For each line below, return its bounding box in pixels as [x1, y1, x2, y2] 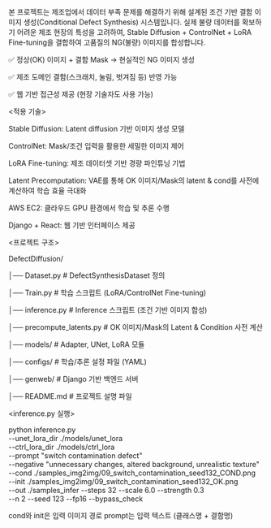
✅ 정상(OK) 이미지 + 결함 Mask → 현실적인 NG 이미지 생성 [8, 55, 195, 64]
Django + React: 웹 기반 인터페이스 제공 [8, 220, 135, 230]
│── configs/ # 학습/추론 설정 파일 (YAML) [8, 357, 148, 366]
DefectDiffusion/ [8, 254, 63, 263]
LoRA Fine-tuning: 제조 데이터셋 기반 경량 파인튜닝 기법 [8, 158, 186, 168]
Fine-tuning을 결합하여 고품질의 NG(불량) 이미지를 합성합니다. [8, 37, 206, 47]
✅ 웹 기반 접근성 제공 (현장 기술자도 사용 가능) [8, 89, 154, 99]
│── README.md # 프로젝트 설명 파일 [8, 392, 132, 400]
